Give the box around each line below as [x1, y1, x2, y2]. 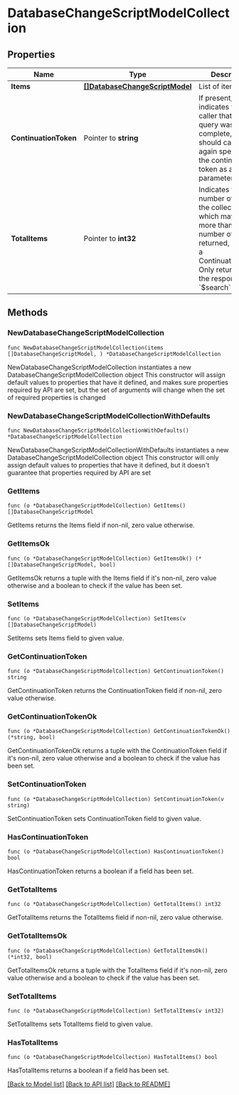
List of [198, 82, 220, 91]
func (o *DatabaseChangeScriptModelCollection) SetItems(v [7, 615, 186, 622]
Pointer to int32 [83, 233, 137, 243]
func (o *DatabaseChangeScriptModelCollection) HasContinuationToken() [7, 848, 224, 855]
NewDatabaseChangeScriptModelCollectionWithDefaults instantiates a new [7, 445, 229, 454]
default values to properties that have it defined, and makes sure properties [7, 378, 229, 386]
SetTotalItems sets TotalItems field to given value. [7, 1020, 153, 1028]
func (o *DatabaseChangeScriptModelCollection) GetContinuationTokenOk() [7, 728, 231, 735]
